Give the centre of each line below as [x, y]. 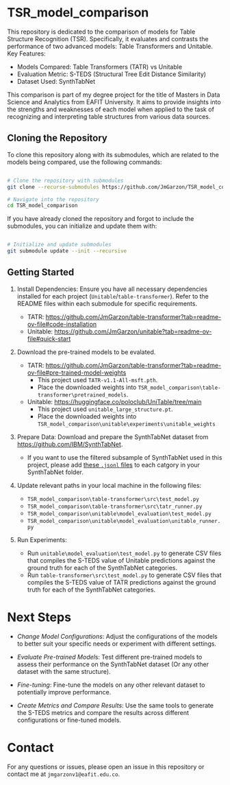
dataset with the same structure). [64, 671]
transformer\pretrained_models [82, 395]
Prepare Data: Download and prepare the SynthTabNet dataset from [113, 436]
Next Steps [39, 617]
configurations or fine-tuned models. [69, 720]
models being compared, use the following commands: [85, 162]
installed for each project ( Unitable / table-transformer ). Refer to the [113, 296]
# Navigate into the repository [53, 199]
